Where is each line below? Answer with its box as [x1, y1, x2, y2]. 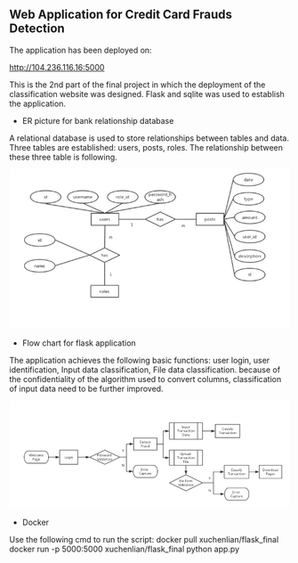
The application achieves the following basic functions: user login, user [9, 355, 270, 365]
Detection [9, 21, 65, 37]
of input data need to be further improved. [9, 383, 164, 394]
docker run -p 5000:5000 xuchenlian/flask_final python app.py [9, 543, 240, 554]
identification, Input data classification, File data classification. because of [9, 364, 281, 375]
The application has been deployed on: [9, 45, 153, 55]
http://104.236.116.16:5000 [9, 61, 105, 72]
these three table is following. [9, 151, 117, 162]
